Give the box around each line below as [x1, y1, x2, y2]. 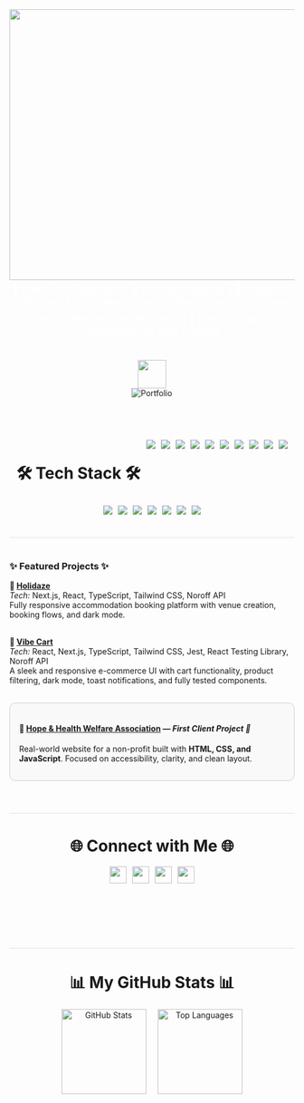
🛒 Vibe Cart [9, 636, 53, 647]
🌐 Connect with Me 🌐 [70, 836, 234, 856]
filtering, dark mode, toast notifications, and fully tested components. [9, 675, 268, 686]
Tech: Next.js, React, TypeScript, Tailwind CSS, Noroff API [9, 590, 226, 601]
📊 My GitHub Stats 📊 [69, 972, 235, 993]
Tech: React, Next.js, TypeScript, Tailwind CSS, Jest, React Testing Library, [9, 646, 290, 657]
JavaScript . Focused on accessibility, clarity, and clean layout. [19, 752, 252, 764]
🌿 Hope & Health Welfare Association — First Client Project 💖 [19, 722, 252, 733]
